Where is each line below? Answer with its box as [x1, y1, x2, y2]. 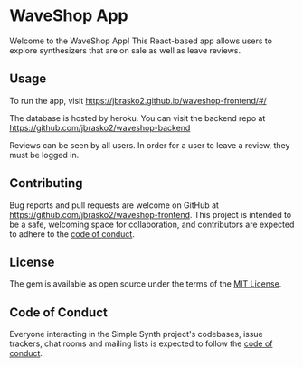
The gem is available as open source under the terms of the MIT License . [9, 278, 282, 289]
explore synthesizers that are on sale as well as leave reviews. [9, 44, 241, 55]
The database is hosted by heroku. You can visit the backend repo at [9, 112, 266, 123]
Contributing [9, 175, 83, 191]
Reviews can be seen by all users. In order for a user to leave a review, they [9, 139, 290, 150]
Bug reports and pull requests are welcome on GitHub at [9, 200, 220, 211]
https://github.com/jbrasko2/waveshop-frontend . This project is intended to [9, 209, 292, 220]
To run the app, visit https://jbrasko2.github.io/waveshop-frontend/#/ [9, 95, 267, 106]
